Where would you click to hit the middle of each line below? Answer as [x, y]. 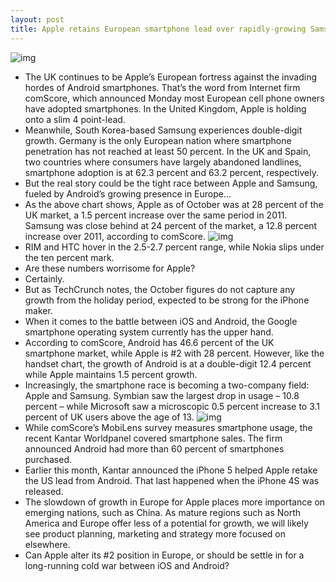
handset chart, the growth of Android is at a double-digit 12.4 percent [168, 363]
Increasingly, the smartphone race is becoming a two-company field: [167, 385]
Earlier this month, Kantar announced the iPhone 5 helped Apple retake [171, 470]
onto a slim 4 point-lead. [75, 119]
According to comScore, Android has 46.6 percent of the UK [149, 342]
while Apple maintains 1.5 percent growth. [111, 374]
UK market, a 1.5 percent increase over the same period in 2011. [156, 215]
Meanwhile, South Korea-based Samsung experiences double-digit [163, 130]
